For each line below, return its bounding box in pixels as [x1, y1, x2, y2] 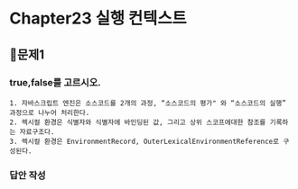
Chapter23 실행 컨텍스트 [9, 8, 187, 29]
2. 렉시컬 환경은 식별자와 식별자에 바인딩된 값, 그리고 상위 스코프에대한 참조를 [9, 118, 266, 127]
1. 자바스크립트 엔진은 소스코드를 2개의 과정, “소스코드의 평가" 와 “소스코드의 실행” [9, 98, 286, 108]
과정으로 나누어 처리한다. [9, 108, 90, 117]
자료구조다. [19, 127, 55, 136]
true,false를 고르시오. [9, 76, 101, 88]
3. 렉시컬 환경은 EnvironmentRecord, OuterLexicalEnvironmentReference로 [9, 137, 280, 146]
